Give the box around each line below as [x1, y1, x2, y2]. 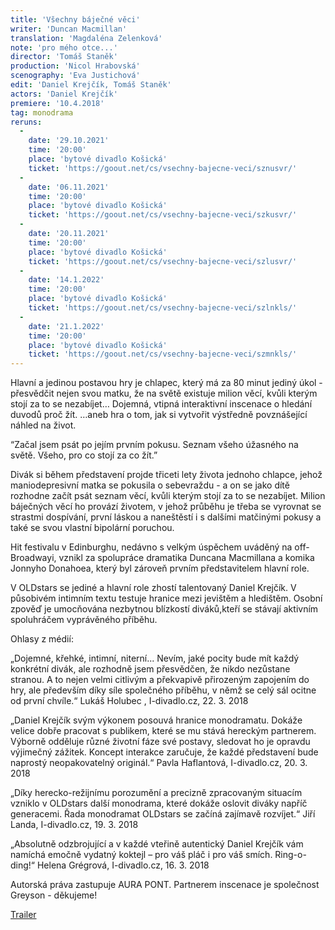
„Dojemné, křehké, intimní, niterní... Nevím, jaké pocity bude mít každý [10, 652, 300, 665]
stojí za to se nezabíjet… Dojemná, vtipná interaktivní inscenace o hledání [10, 398, 313, 410]
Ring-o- [274, 849, 307, 861]
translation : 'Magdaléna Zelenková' [10, 33, 163, 43]
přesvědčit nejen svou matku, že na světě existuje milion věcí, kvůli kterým [10, 387, 318, 400]
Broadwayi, [10, 552, 57, 564]
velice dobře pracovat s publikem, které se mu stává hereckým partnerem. [10, 725, 317, 737]
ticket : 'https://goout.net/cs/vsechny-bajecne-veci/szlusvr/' [28, 256, 298, 266]
